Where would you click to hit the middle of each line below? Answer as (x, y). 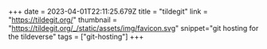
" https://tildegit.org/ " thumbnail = (63, 20)
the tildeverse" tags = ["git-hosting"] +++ (76, 36)
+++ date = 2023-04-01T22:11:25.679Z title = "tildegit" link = (108, 11)
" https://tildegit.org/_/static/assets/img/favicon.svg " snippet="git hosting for (133, 28)
